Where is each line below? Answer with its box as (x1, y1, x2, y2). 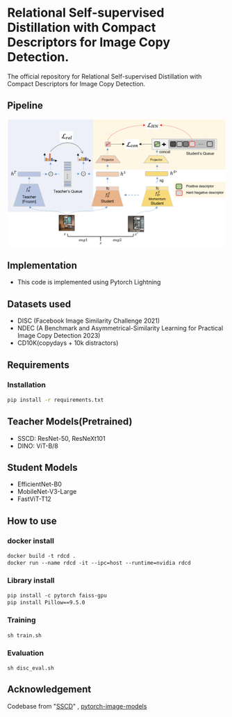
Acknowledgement (7, 684, 92, 695)
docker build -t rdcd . (7, 553, 76, 560)
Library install (7, 576, 55, 586)
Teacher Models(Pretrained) (7, 416, 133, 428)
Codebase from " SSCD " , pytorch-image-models (7, 702, 147, 710)
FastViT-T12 (17, 495, 52, 503)
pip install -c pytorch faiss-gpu (7, 593, 108, 599)
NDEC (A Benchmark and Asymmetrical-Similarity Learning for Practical (17, 324, 224, 332)
